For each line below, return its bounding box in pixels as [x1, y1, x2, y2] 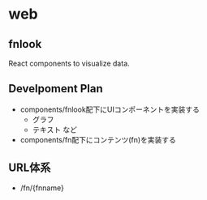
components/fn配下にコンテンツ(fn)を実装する [19, 134, 177, 144]
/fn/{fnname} [19, 183, 65, 193]
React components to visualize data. [8, 58, 130, 68]
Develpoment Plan [8, 82, 103, 96]
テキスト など [32, 125, 78, 134]
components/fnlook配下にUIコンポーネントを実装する [19, 104, 201, 114]
